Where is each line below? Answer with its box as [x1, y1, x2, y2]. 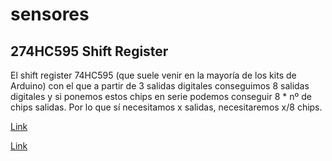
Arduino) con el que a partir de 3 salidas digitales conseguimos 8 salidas [10, 80, 310, 92]
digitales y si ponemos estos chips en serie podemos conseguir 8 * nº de [10, 91, 312, 102]
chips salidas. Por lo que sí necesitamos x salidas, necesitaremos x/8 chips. [10, 101, 323, 113]
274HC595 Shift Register [10, 43, 169, 60]
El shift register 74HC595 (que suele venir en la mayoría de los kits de [10, 69, 297, 81]
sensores [10, 3, 90, 26]
